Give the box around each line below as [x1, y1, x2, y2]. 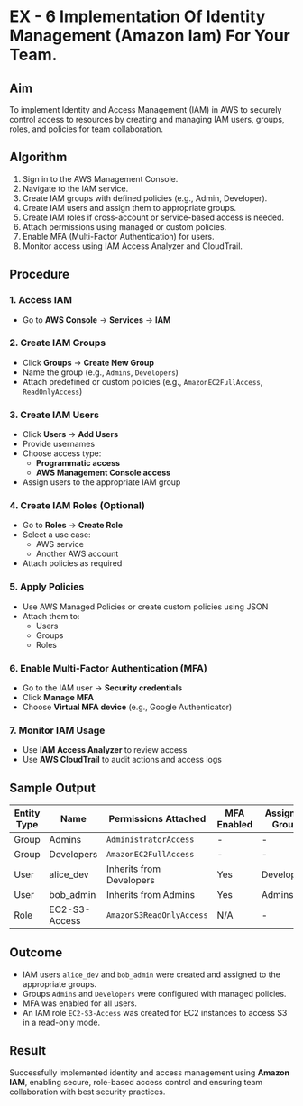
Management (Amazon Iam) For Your [9, 25, 291, 46]
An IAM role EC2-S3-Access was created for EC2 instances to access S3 [22, 1007, 288, 1018]
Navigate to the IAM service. [22, 183, 129, 194]
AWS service [35, 539, 84, 550]
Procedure [9, 267, 70, 282]
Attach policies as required [22, 558, 123, 569]
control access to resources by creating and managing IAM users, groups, [9, 114, 285, 124]
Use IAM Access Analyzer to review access [22, 745, 188, 755]
